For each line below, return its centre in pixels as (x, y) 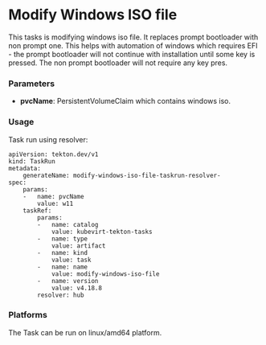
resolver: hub (61, 295)
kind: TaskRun (32, 161)
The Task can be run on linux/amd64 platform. (85, 332)
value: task (71, 260)
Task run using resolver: (48, 139)
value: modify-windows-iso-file (105, 274)
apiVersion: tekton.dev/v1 (53, 154)
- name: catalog (68, 224)
